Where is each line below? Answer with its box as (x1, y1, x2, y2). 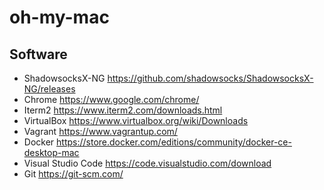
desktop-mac (23, 147, 80, 158)
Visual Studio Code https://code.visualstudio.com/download (23, 157, 272, 169)
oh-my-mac (9, 6, 110, 29)
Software (9, 46, 68, 63)
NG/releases (23, 83, 76, 95)
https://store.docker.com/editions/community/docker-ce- (56, 136, 292, 148)
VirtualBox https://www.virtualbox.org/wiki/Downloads (23, 115, 249, 126)
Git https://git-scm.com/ (23, 168, 124, 180)
